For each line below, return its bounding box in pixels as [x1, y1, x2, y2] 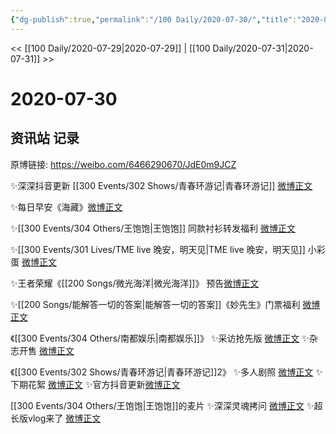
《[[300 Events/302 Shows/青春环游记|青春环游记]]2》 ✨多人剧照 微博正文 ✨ [10, 366, 323, 378]
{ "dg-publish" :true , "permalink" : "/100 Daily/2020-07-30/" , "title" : [10, 14, 298, 25]
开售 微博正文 [18, 344, 75, 356]
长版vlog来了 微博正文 [10, 412, 102, 424]
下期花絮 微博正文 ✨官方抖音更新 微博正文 [10, 378, 181, 390]
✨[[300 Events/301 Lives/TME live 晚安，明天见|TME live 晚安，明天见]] [10, 243, 306, 255]
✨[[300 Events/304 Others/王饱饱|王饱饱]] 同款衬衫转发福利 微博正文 [10, 222, 296, 234]
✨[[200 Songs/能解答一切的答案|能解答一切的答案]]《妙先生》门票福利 [10, 298, 301, 310]
